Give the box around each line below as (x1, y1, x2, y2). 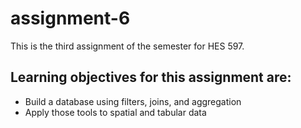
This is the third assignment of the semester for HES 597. (10, 40, 245, 52)
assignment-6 (10, 7, 131, 30)
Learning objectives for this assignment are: (10, 69, 292, 86)
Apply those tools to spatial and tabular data (24, 106, 207, 118)
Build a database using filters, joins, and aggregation (24, 95, 242, 107)
